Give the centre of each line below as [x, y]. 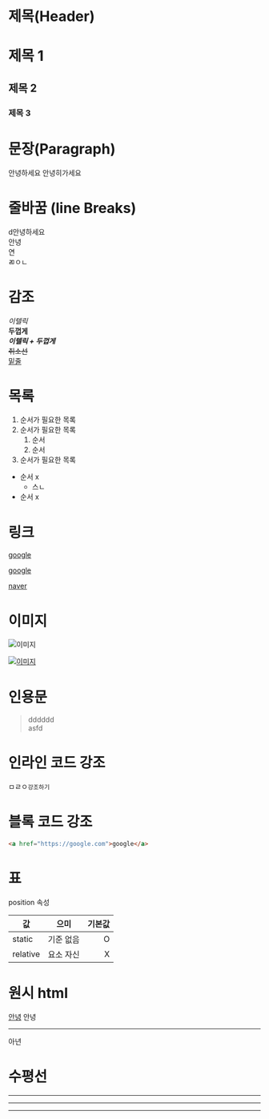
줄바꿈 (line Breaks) [72, 208]
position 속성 [29, 902]
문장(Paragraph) [62, 149]
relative [26, 954]
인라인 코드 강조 [57, 763]
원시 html [38, 993]
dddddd [41, 720]
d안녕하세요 [27, 231]
